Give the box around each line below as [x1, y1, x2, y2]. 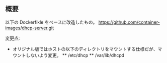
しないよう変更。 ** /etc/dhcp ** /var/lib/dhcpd [26, 52, 125, 58]
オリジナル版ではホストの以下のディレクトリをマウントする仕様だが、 [12, 46, 158, 52]
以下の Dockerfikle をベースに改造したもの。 [5, 19, 98, 25]
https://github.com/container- [98, 19, 160, 25]
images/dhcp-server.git [5, 25, 54, 31]
